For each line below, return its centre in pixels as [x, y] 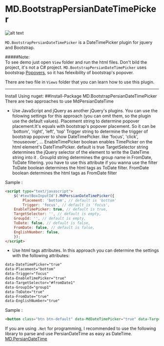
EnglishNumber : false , [37, 232]
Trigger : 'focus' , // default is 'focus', [66, 205]
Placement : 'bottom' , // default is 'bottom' [70, 200]
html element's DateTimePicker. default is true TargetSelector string [80, 147]
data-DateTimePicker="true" [34, 265]
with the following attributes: [41, 256]
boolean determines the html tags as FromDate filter [64, 173]
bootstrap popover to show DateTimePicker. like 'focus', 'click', [75, 136]
